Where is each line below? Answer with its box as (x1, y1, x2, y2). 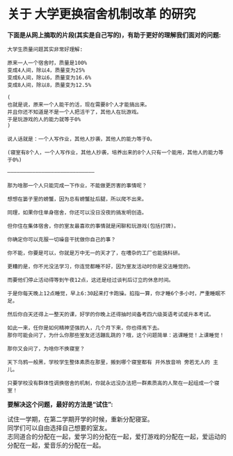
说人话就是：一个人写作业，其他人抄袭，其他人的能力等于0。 (7, 135, 156, 143)
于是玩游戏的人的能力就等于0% (7, 116, 81, 123)
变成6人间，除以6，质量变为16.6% (7, 74, 92, 81)
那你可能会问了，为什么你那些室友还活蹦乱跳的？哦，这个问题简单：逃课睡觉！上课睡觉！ (7, 331, 225, 338)
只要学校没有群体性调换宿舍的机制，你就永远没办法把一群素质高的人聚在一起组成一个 (7, 379, 214, 386)
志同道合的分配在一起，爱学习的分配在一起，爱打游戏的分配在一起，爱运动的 (7, 432, 227, 441)
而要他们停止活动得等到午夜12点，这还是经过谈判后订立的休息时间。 (7, 276, 174, 283)
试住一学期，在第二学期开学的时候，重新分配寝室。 (7, 415, 154, 423)
